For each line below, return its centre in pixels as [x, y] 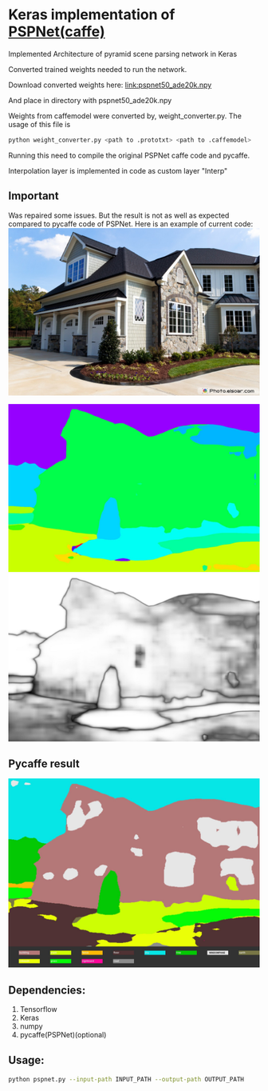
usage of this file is [39, 124]
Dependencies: [47, 990]
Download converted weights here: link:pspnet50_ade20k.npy [110, 85]
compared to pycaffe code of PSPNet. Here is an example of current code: [131, 224]
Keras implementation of [92, 15]
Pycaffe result [44, 764]
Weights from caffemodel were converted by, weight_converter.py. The [125, 116]
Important [33, 196]
